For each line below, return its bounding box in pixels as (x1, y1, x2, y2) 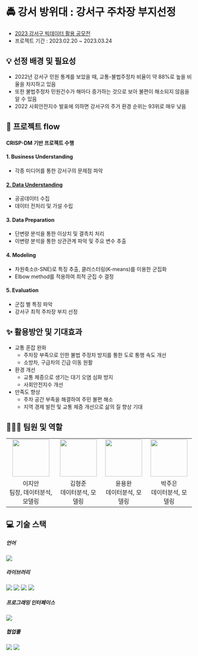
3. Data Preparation (6, 216, 55, 223)
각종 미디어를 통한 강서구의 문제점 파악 (14, 167, 103, 174)
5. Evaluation (6, 287, 39, 294)
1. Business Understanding (6, 153, 74, 160)
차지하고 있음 (25, 81, 56, 88)
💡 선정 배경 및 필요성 (6, 56, 77, 66)
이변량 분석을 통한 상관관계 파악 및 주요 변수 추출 (14, 237, 127, 245)
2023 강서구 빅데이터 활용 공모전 (14, 30, 91, 37)
